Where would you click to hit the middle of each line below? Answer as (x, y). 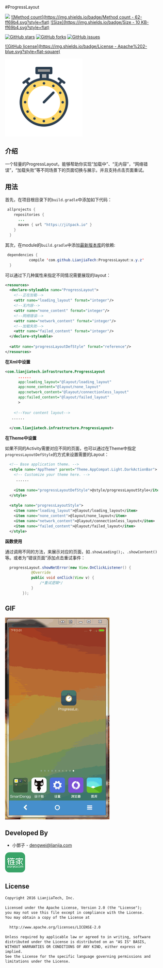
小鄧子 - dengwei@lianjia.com (42, 845)
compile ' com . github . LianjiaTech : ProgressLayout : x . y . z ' (87, 260)
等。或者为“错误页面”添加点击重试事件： (45, 557)
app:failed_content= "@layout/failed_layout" (64, 397)
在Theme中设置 (21, 438)
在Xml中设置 (18, 362)
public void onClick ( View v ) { (63, 578)
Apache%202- (132, 46)
